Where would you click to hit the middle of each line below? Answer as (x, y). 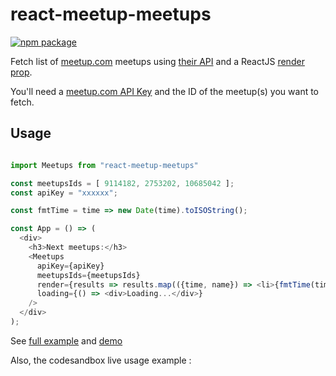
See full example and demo (66, 340)
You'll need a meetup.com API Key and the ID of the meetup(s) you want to (165, 91)
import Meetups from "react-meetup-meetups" (104, 165)
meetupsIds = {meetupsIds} (88, 275)
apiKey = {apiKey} (70, 266)
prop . (21, 72)
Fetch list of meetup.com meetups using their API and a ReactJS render (157, 61)
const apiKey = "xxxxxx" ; (64, 193)
